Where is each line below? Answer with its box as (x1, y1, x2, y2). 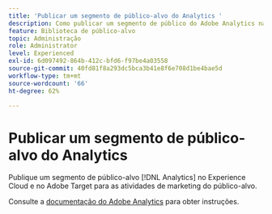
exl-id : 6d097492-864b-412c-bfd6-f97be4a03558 (8, 57, 168, 65)
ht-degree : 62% (8, 86, 60, 95)
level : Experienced (8, 49, 74, 57)
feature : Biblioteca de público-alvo (8, 27, 136, 35)
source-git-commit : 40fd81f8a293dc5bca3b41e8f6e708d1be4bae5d (8, 65, 223, 73)
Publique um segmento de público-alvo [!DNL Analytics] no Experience (8, 173, 246, 183)
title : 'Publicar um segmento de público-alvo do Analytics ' (8, 11, 223, 20)
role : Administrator (8, 42, 79, 50)
